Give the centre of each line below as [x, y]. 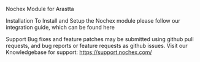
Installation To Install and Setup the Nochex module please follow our [93, 21]
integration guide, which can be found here [60, 27]
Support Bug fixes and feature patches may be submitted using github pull [100, 39]
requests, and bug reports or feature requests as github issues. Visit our [97, 46]
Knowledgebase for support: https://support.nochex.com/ [79, 52]
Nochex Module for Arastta [40, 9]
